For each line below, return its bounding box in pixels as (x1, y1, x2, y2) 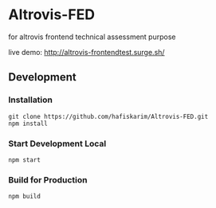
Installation (8, 94, 53, 105)
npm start (8, 155, 41, 164)
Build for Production (8, 174, 88, 185)
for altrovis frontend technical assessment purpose (8, 32, 176, 41)
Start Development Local (8, 138, 107, 149)
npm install (8, 120, 48, 128)
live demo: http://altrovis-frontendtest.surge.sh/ (8, 47, 165, 57)
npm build (8, 193, 41, 201)
